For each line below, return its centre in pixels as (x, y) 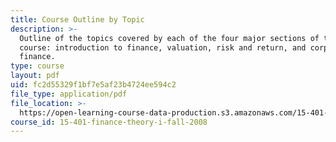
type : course (37, 66)
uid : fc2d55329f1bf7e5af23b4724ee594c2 (93, 85)
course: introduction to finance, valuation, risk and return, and (163, 47)
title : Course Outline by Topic (77, 19)
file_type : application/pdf (69, 94)
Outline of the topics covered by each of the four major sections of (169, 38)
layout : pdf (35, 76)
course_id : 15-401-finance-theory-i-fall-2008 (109, 122)
